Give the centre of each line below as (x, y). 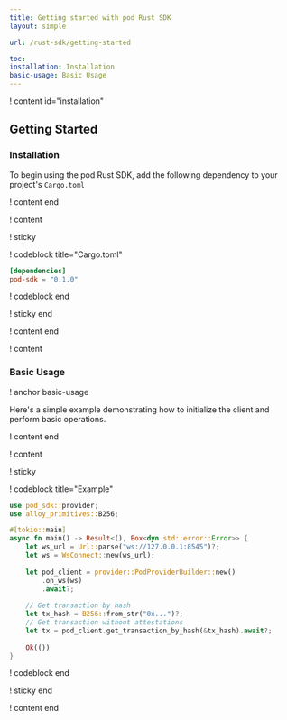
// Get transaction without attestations (104, 623)
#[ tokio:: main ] (38, 530)
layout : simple (38, 26)
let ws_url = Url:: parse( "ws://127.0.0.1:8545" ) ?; (123, 547)
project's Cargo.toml (47, 184)
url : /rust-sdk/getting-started (70, 42)
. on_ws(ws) (62, 580)
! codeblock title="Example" (61, 489)
